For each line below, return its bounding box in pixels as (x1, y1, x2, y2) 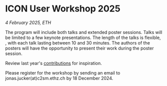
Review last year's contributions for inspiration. (5, 60, 102, 66)
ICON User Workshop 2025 (5, 3, 121, 14)
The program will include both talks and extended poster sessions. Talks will (5, 29, 162, 35)
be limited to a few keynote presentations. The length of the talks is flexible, (5, 34, 161, 40)
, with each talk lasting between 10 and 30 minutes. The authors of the (5, 39, 150, 45)
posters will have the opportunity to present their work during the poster (5, 45, 154, 51)
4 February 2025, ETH (5, 19, 51, 25)
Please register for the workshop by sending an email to (5, 69, 120, 75)
